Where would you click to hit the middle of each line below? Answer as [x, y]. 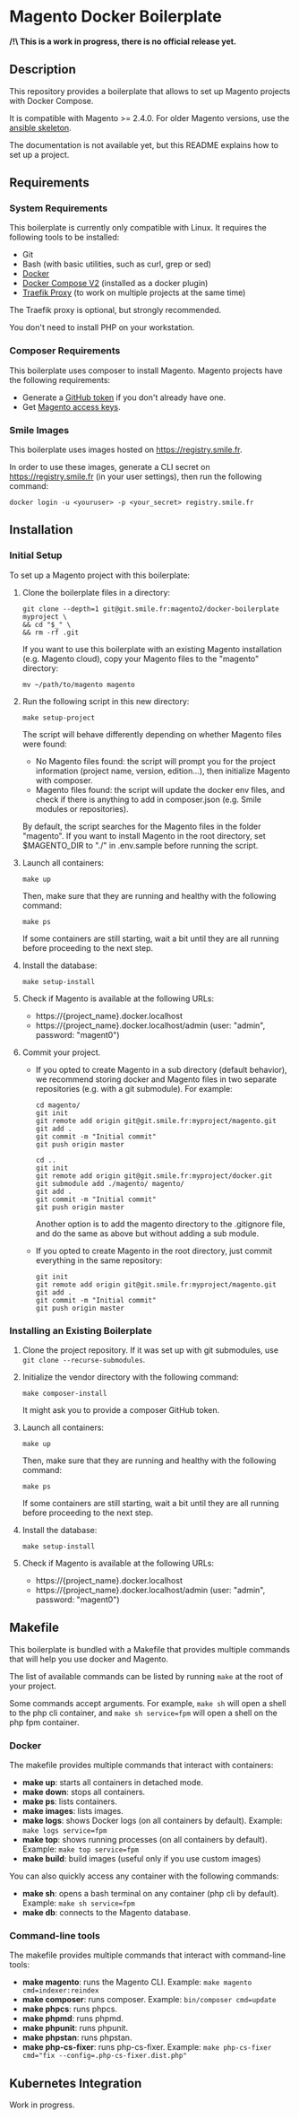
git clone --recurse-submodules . [84, 1360]
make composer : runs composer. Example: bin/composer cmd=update [149, 2000]
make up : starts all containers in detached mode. [113, 1783]
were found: [44, 744]
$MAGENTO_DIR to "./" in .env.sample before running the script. [140, 845]
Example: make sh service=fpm [79, 1903]
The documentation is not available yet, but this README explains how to [144, 144]
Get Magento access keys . [71, 406]
